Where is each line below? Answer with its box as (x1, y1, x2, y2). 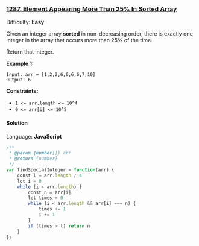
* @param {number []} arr (8, 150, 71, 156)
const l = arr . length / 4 (17, 172, 83, 178)
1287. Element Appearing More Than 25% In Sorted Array (6, 5, 177, 13)
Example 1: (6, 60, 34, 68)
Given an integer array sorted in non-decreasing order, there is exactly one (6, 30, 193, 37)
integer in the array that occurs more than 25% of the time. (6, 37, 153, 44)
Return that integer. (6, 48, 54, 55)
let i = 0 (17, 178, 42, 184)
